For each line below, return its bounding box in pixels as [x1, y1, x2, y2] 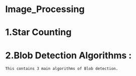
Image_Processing [5, 4, 85, 15]
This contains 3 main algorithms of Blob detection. [5, 66, 118, 71]
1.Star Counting [5, 27, 72, 38]
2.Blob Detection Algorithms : [5, 49, 132, 61]
